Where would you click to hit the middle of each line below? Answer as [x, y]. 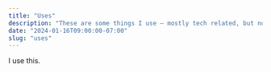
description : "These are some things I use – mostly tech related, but [131, 23]
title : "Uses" [32, 16]
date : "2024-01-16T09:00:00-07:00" [68, 30]
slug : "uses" [30, 38]
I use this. [25, 61]
